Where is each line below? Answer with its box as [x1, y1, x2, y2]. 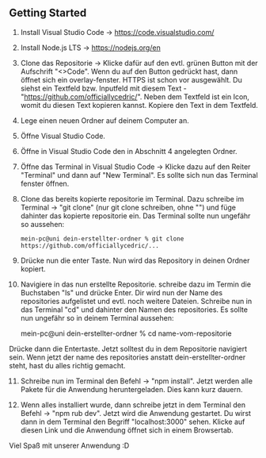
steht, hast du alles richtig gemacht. [9, 360, 126, 370]
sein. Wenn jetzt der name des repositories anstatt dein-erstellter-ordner [9, 352, 246, 362]
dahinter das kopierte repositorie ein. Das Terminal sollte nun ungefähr [20, 210, 251, 221]
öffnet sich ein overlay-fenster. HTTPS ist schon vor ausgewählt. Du [20, 75, 242, 84]
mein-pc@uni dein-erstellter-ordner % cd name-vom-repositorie [20, 329, 232, 338]
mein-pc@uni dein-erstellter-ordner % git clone [20, 234, 184, 243]
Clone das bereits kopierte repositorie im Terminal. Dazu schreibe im [20, 194, 245, 203]
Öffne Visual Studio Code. [20, 131, 106, 140]
